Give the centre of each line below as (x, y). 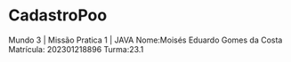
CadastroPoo (58, 15)
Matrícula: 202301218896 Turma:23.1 (76, 49)
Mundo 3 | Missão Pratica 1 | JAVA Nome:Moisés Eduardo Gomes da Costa (145, 40)
